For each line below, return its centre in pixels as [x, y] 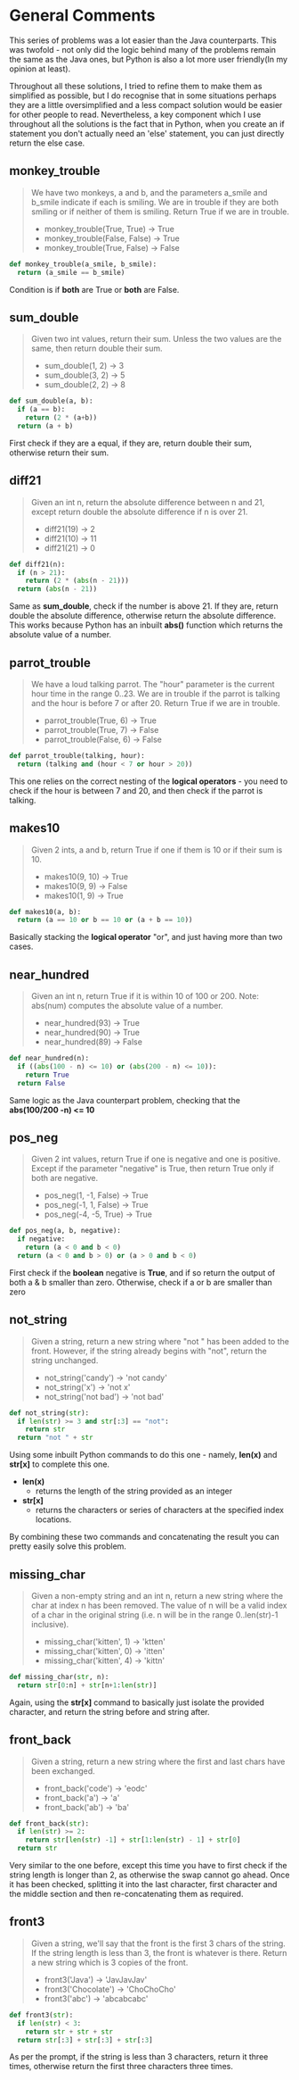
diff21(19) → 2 [69, 528]
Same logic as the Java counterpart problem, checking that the [125, 1100]
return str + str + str [69, 2032]
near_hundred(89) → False [93, 1042]
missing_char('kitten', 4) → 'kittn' [105, 1660]
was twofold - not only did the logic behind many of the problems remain [143, 49]
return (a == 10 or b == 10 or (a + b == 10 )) [105, 920]
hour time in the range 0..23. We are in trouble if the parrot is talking [155, 694]
